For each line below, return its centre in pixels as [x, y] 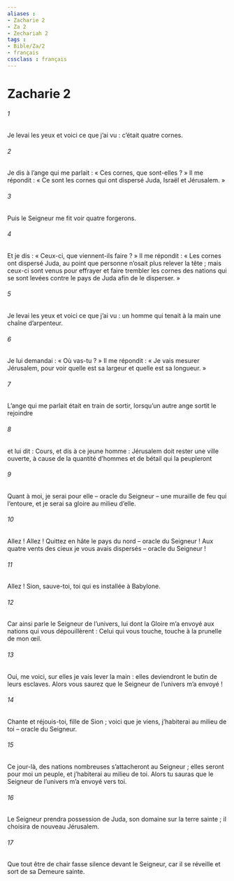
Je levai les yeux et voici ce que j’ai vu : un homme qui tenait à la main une [114, 315]
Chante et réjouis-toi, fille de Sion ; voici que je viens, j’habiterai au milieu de [117, 722]
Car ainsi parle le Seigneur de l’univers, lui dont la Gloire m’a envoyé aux [111, 624]
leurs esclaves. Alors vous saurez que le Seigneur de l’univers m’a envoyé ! [115, 684]
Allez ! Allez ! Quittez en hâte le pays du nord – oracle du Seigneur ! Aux [110, 541]
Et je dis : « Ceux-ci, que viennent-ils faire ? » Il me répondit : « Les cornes [114, 255]
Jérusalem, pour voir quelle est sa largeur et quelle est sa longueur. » [107, 368]
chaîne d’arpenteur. [35, 323]
